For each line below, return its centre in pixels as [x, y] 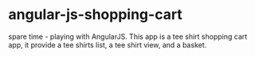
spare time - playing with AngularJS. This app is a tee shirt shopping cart [128, 36]
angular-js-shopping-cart [96, 15]
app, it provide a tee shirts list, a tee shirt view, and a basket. [108, 44]
